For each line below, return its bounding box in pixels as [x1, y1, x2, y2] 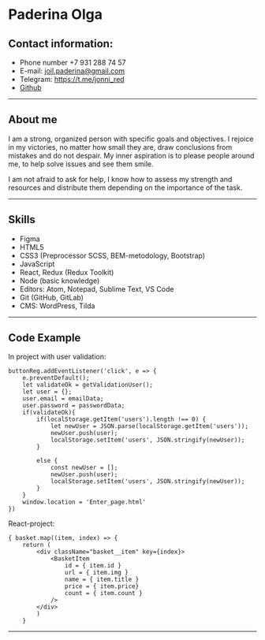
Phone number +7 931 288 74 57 [19, 58, 126, 67]
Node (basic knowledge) [19, 276, 100, 285]
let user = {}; [22, 388, 73, 396]
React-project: [8, 519, 55, 529]
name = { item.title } [64, 575, 140, 584]
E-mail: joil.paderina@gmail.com [19, 66, 125, 76]
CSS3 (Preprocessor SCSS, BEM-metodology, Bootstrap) [19, 251, 206, 260]
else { [36, 457, 58, 465]
